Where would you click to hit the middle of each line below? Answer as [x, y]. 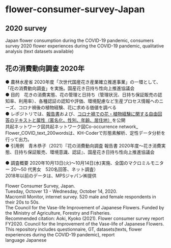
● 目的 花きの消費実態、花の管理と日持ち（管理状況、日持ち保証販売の [81, 94]
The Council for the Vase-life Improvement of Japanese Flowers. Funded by [85, 207]
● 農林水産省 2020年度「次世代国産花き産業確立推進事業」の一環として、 [83, 82]
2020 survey [26, 28]
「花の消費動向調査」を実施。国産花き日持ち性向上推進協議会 [70, 88]
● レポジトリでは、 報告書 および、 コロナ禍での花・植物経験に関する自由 [81, 114]
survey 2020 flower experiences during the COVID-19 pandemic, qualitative [85, 46]
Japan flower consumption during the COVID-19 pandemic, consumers [80, 40]
